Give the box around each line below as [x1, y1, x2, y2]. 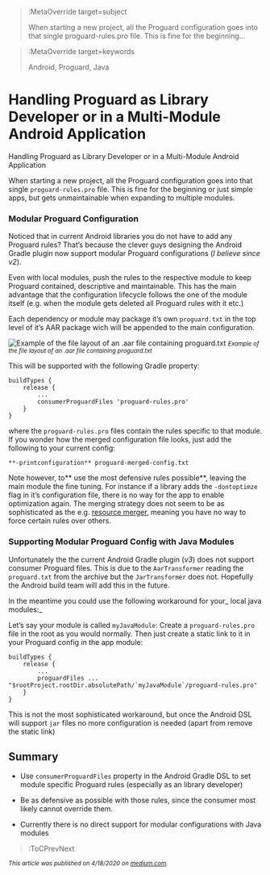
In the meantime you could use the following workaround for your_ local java [8, 596, 262, 605]
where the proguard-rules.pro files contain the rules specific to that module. [8, 426, 263, 436]
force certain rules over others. [8, 516, 111, 525]
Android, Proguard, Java [27, 62, 110, 72]
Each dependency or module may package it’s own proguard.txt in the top [8, 314, 256, 324]
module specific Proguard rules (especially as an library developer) [19, 780, 243, 789]
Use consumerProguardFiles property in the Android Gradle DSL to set [19, 771, 251, 781]
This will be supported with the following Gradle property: [8, 361, 200, 371]
